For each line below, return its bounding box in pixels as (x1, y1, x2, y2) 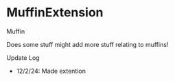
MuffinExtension (6, 5, 104, 20)
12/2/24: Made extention (16, 67, 86, 75)
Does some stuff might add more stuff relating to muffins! (6, 40, 169, 48)
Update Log (6, 53, 40, 62)
